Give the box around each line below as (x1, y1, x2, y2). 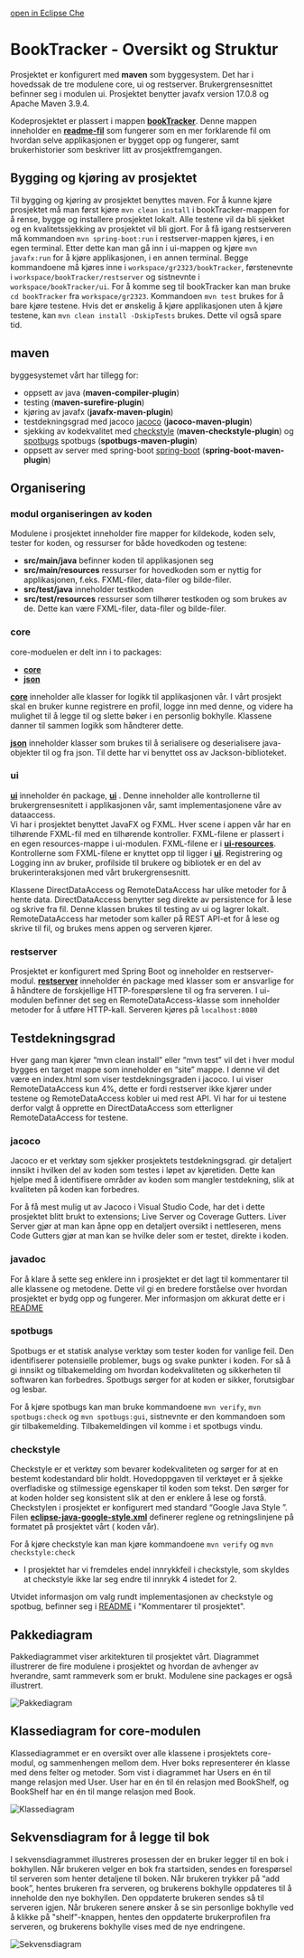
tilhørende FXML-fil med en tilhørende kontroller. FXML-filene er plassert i (10, 828, 285, 839)
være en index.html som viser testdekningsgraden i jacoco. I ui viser (10, 1073, 264, 1084)
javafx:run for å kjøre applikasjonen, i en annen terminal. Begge (10, 252, 249, 263)
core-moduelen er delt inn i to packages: (10, 646, 161, 657)
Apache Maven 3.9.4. (10, 98, 90, 108)
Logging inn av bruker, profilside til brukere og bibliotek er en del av (10, 857, 262, 868)
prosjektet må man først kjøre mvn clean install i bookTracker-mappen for (10, 203, 290, 215)
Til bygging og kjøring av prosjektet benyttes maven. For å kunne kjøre (10, 194, 272, 205)
